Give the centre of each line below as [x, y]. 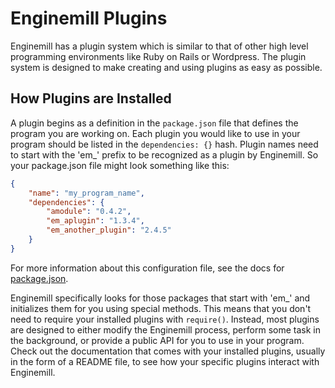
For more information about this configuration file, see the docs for [147, 268]
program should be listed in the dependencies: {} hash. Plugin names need [164, 144]
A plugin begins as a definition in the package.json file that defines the [154, 123]
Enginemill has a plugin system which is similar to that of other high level [159, 46]
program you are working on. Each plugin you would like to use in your [155, 133]
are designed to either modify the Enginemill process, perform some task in [165, 329]
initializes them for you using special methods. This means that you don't [161, 308]
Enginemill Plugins [89, 18]
